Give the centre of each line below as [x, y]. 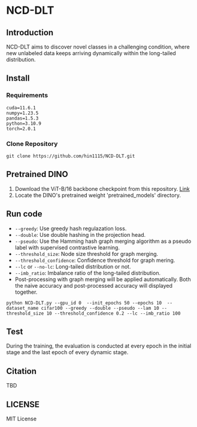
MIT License [22, 419]
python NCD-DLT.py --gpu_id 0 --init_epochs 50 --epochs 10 [84, 303]
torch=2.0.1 [21, 129]
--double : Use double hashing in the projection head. [80, 234]
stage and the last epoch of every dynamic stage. [67, 352]
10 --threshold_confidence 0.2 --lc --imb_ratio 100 [113, 313]
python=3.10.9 [24, 123]
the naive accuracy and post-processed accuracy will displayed [93, 285]
